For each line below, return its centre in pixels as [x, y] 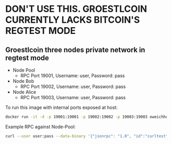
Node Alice [25, 92]
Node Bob [23, 81]
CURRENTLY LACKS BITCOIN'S [73, 20]
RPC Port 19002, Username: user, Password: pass [73, 86]
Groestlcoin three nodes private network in [75, 50]
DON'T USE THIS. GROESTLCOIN [76, 9]
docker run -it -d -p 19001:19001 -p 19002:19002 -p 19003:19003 [76, 117]
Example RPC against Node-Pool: [40, 127]
